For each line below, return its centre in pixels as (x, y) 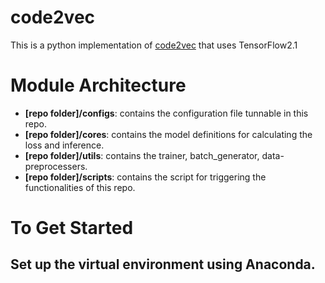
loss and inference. (64, 145)
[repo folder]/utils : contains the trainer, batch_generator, (142, 155)
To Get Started (72, 228)
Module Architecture (98, 85)
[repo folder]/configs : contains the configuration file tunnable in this (166, 113)
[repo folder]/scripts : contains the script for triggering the (145, 177)
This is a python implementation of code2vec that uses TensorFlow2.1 (154, 45)
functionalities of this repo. (80, 187)
